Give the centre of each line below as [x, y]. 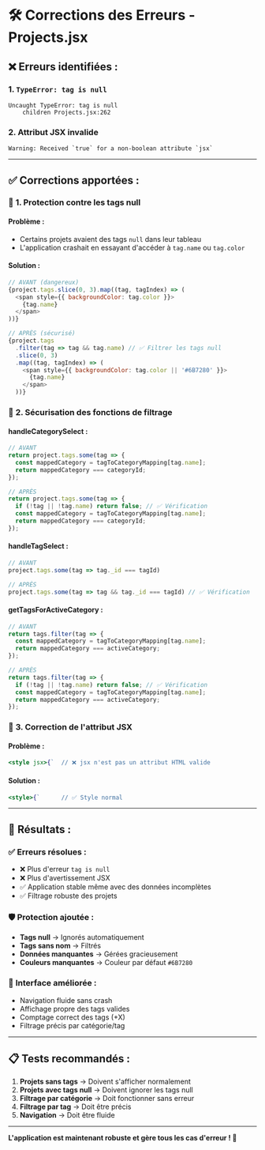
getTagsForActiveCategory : [56, 610]
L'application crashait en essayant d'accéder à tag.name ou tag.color [132, 247]
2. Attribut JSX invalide [53, 132]
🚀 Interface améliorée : [52, 983]
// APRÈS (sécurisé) [42, 334]
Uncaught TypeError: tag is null [63, 105]
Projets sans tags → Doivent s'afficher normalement [105, 1082]
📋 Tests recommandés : [69, 1059]
